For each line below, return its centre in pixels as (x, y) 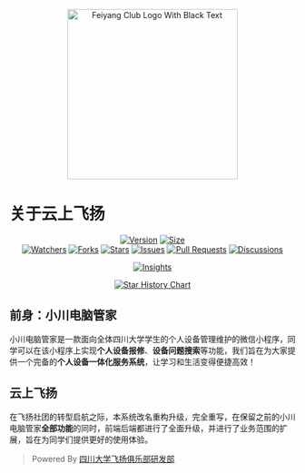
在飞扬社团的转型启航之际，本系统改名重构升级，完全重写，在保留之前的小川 (152, 417)
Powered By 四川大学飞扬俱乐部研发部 (103, 458)
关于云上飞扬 (58, 214)
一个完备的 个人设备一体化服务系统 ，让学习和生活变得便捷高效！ (136, 361)
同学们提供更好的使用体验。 (100, 439)
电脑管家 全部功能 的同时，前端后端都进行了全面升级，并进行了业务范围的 (144, 428)
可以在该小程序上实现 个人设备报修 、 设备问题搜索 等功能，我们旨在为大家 (152, 350)
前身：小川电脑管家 (63, 315)
